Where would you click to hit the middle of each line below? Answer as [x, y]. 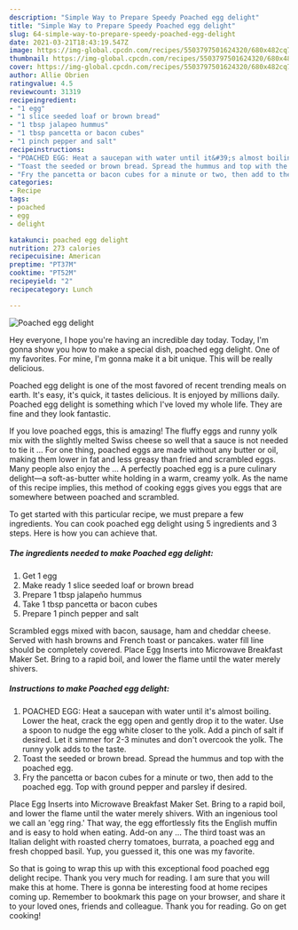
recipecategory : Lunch [51, 290]
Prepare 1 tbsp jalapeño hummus [82, 594]
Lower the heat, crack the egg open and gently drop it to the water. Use [153, 720]
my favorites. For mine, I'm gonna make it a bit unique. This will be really [141, 358]
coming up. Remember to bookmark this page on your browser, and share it [147, 896]
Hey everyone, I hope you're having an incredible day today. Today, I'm [139, 339]
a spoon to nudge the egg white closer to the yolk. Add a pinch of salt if [153, 730]
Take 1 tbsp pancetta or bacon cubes [90, 604]
